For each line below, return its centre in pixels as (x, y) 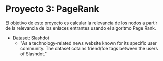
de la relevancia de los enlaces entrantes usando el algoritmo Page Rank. (81, 28)
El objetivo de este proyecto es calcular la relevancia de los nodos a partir (81, 23)
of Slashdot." (33, 54)
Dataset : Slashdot (31, 38)
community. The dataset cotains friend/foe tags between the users (89, 48)
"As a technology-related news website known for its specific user (88, 43)
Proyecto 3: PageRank (52, 9)
